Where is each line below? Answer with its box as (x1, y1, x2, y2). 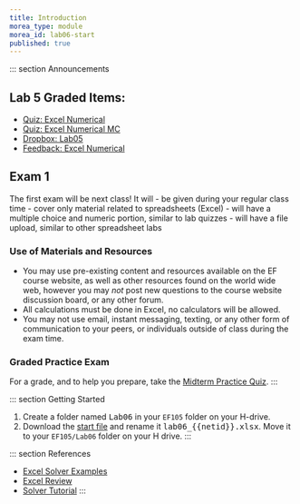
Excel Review (22, 476, 73, 487)
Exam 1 (9, 169, 50, 184)
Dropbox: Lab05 (22, 133, 83, 144)
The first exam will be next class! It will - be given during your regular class (9, 193, 290, 204)
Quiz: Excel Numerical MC (22, 124, 121, 134)
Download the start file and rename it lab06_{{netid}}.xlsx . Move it (22, 421, 292, 432)
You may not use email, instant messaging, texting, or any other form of (22, 314, 290, 325)
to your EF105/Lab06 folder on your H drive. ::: (22, 430, 192, 441)
